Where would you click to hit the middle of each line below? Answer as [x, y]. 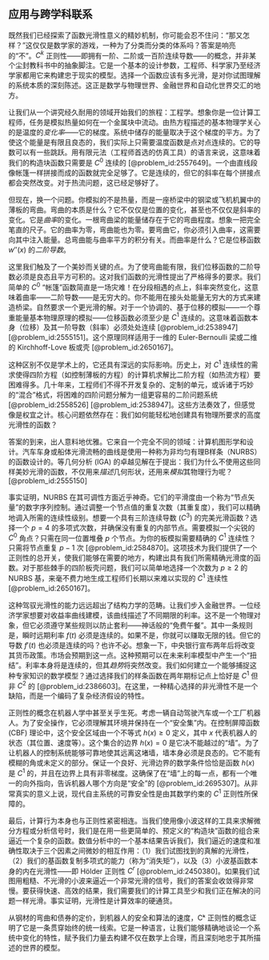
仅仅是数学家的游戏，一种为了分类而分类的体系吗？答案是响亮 [134, 45]
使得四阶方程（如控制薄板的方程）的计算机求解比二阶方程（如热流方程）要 [138, 375]
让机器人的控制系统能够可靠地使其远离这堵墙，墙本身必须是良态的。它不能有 [134, 753]
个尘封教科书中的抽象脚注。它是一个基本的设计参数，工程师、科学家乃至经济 [134, 66]
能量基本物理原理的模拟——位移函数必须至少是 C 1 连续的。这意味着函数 [133, 317]
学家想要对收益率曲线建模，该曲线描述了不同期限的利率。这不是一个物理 [134, 615]
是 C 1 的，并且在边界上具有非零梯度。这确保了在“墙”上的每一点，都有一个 [129, 773]
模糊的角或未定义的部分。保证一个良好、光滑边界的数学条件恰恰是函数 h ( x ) [132, 763]
